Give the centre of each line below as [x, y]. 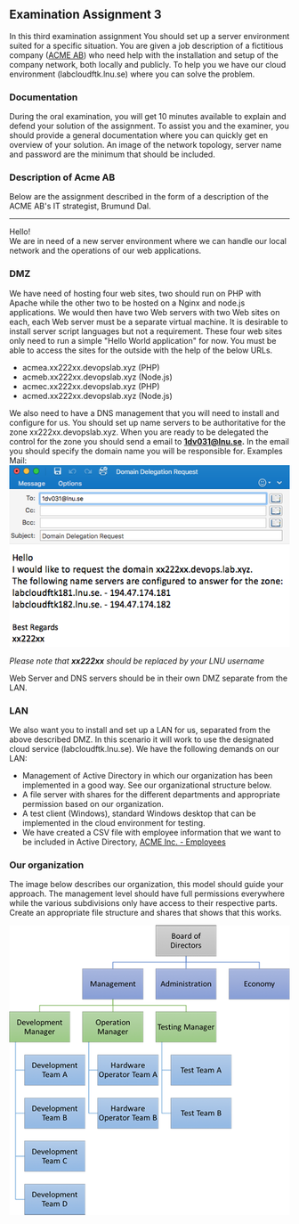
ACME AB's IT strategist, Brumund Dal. [80, 206]
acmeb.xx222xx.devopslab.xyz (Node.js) [97, 377]
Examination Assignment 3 [85, 15]
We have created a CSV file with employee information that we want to [152, 833]
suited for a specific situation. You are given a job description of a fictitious [146, 45]
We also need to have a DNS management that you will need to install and [145, 412]
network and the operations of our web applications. [105, 251]
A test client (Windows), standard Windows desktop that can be [139, 813]
